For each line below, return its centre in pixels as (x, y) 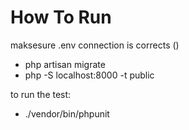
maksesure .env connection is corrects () (95, 45)
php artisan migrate (65, 64)
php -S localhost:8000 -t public (89, 75)
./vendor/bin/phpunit (67, 113)
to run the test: (41, 94)
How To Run (61, 17)
